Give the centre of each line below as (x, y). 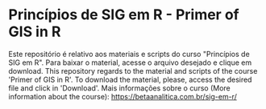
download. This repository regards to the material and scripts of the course (133, 71)
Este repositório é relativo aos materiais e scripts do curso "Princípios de (129, 54)
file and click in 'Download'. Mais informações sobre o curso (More (120, 88)
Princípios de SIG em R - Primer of (124, 15)
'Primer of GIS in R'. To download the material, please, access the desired (130, 79)
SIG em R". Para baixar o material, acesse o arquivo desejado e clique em (130, 63)
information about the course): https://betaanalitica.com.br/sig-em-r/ (123, 96)
